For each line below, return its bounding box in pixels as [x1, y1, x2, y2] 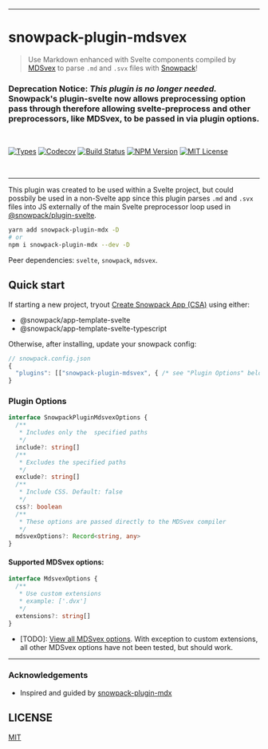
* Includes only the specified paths [18, 429, 148, 437]
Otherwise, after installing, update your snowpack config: [8, 339, 197, 348]
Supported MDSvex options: [8, 557, 104, 567]
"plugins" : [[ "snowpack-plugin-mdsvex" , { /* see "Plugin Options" [15, 369, 245, 378]
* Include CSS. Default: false [18, 488, 124, 496]
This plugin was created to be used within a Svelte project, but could [8, 185, 234, 195]
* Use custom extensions [18, 590, 102, 598]
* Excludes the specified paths [18, 458, 127, 466]
